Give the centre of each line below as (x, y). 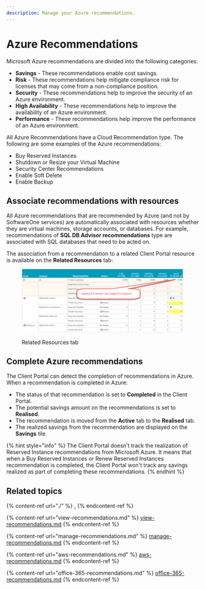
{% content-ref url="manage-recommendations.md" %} (77, 536)
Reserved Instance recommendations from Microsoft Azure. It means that (99, 452)
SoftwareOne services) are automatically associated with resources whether (103, 222)
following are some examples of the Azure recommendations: (84, 144)
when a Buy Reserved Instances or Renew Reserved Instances (85, 459)
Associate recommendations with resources (93, 201)
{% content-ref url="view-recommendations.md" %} (73, 518)
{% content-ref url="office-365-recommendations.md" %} (80, 573)
